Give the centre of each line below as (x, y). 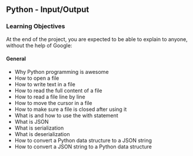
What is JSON (31, 121)
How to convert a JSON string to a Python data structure (83, 147)
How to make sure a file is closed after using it (71, 109)
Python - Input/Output (48, 10)
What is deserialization (42, 134)
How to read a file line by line (50, 97)
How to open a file (37, 78)
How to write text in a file (45, 84)
